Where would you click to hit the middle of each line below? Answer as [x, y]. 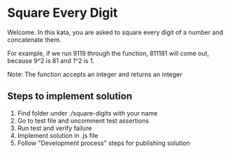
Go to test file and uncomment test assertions [83, 120]
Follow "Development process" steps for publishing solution [103, 143]
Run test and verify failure [55, 128]
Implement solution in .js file [58, 135]
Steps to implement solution [70, 96]
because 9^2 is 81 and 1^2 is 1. [51, 60]
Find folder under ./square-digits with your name [87, 113]
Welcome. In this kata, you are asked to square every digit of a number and [115, 32]
